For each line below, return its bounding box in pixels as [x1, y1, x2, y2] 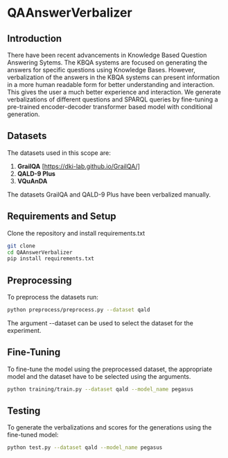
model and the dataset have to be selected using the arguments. [7, 372, 191, 380]
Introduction [7, 33, 62, 44]
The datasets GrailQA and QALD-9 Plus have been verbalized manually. [7, 190, 211, 199]
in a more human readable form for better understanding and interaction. [7, 81, 215, 88]
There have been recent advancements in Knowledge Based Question [7, 51, 207, 59]
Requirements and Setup [7, 211, 116, 222]
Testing [7, 405, 41, 417]
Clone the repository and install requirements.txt [7, 229, 146, 237]
